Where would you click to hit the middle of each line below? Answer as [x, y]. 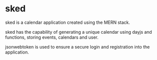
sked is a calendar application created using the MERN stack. [68, 22]
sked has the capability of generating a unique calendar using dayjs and [78, 32]
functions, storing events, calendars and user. [52, 37]
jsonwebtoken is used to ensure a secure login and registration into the [78, 47]
